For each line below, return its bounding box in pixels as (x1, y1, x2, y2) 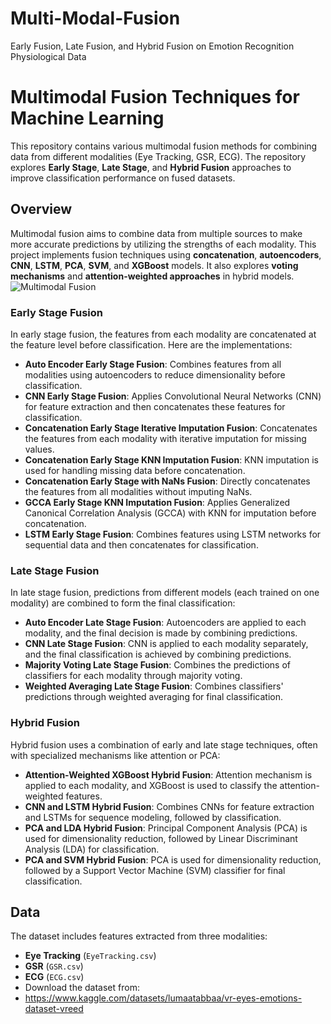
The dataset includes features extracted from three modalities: (10, 930, 268, 942)
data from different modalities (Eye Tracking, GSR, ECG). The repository (10, 150, 307, 162)
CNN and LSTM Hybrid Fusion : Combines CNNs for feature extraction (24, 800, 315, 812)
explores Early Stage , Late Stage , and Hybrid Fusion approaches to (10, 161, 292, 173)
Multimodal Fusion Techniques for (10, 86, 300, 109)
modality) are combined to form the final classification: (10, 597, 236, 609)
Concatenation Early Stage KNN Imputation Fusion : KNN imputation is (24, 453, 319, 466)
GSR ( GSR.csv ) (24, 960, 84, 972)
